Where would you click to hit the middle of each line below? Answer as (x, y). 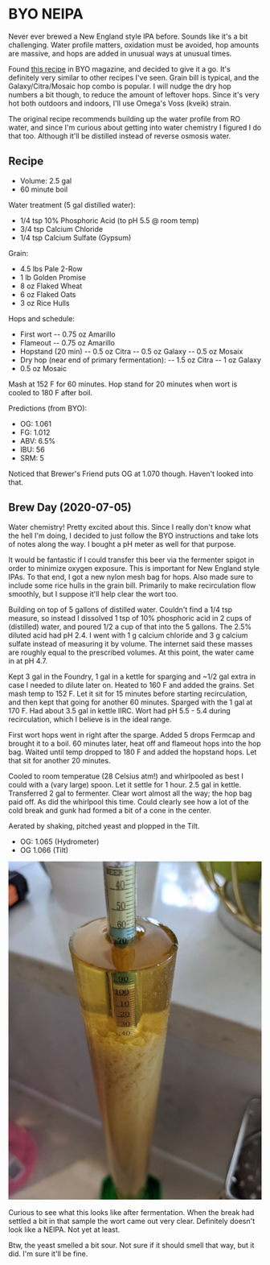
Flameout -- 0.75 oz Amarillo (67, 342)
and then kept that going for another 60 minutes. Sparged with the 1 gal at (131, 702)
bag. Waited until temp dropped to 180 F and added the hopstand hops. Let (133, 752)
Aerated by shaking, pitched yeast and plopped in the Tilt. (104, 825)
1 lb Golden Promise (53, 277)
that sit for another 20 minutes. (59, 760)
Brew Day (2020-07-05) (70, 508)
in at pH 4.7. (28, 660)
